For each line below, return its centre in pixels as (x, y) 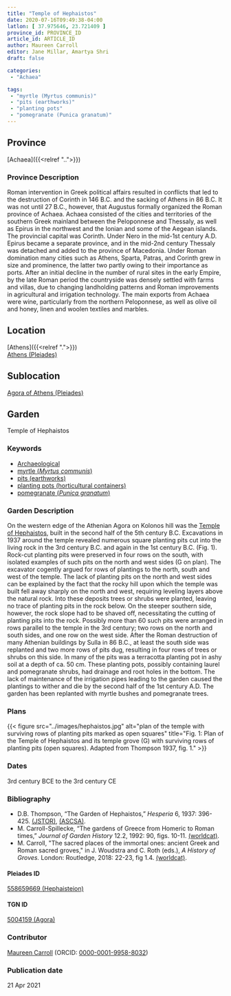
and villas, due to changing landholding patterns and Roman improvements (113, 287)
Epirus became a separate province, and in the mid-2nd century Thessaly (111, 243)
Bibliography (29, 799)
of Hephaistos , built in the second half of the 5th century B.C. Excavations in (115, 533)
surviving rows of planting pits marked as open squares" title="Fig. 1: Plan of (115, 733)
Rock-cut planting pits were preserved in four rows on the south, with (106, 555)
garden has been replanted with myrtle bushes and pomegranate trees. (108, 694)
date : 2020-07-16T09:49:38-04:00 (55, 20)
